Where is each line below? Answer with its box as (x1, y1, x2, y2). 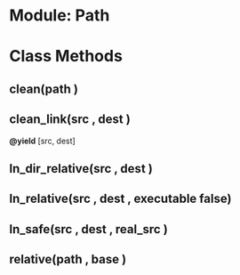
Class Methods (9, 46, 123, 67)
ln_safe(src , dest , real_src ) (9, 222, 169, 237)
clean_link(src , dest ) (9, 112, 131, 127)
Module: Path (9, 5, 110, 26)
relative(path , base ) (9, 252, 127, 267)
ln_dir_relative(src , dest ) (9, 161, 153, 176)
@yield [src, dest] (9, 135, 76, 146)
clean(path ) (9, 81, 78, 96)
